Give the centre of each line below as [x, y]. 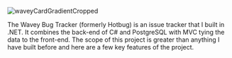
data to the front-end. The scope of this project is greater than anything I [114, 40]
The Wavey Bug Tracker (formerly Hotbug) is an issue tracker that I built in [116, 24]
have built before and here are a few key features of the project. [101, 47]
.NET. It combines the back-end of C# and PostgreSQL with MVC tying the [116, 32]
